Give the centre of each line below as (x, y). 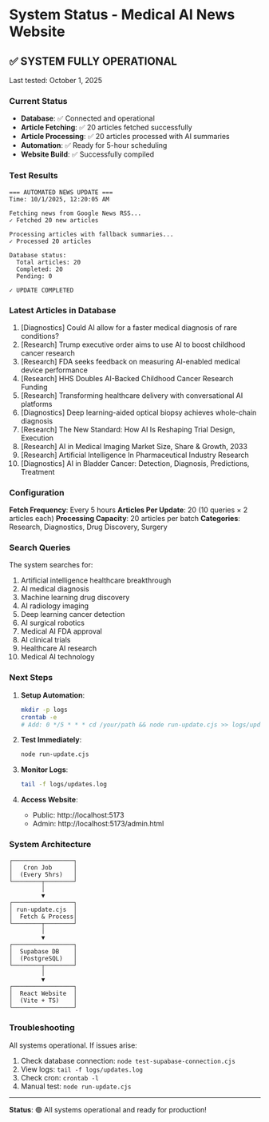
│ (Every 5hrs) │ (44, 875)
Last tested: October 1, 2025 (56, 80)
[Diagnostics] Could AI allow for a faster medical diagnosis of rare (129, 327)
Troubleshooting (42, 1028)
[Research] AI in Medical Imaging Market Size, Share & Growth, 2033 (134, 446)
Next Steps (31, 678)
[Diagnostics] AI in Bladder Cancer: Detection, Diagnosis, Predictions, (135, 463)
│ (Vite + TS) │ (44, 1001)
